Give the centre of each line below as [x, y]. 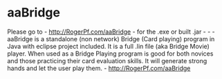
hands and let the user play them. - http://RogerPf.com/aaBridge [99, 68]
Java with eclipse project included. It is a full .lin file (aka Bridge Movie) [108, 46]
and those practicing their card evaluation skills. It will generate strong [107, 60]
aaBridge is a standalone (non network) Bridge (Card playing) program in [111, 38]
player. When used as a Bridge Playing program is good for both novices [110, 54]
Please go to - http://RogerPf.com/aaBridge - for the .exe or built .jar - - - [111, 32]
